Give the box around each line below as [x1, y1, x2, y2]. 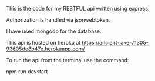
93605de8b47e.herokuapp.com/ [6, 45, 85, 52]
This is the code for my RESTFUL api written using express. [6, 5, 150, 12]
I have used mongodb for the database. [6, 28, 102, 35]
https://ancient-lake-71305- [82, 39, 149, 46]
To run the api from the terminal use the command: [6, 57, 129, 63]
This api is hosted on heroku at [6, 39, 81, 46]
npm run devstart [6, 68, 48, 75]
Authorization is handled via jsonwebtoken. [6, 16, 110, 23]
